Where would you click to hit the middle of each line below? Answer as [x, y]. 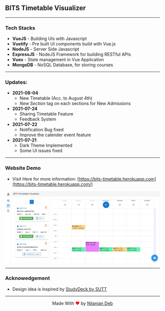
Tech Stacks [20, 28]
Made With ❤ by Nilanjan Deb [82, 303]
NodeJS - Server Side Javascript [46, 49]
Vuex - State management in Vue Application [58, 60]
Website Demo [23, 168]
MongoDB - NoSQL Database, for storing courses [63, 65]
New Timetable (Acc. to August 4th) [56, 98]
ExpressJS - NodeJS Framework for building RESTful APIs [71, 54]
